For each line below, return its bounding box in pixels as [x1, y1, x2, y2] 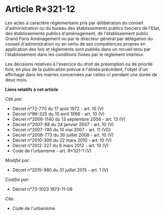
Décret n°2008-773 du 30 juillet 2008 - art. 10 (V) [12, 132, 114, 138]
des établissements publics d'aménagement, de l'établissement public [5, 30, 149, 36]
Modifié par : [5, 157, 31, 163]
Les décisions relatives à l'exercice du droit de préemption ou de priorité [5, 61, 153, 67]
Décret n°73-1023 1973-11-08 [12, 186, 73, 192]
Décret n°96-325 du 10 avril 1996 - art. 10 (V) [12, 110, 105, 117]
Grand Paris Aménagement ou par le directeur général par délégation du [5, 36, 153, 42]
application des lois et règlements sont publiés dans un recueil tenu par [5, 46, 151, 52]
